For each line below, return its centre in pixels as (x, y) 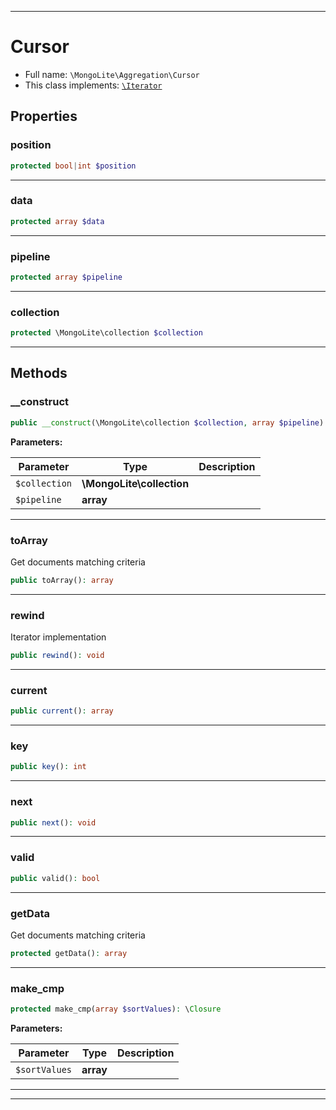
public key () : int (48, 767)
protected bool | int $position (73, 166)
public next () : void (53, 822)
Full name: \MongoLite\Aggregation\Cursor (112, 74)
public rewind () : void (57, 656)
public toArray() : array (62, 580)
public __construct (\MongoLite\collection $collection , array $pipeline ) (167, 422)
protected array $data (57, 221)
